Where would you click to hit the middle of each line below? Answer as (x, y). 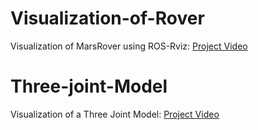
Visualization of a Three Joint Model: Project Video (115, 114)
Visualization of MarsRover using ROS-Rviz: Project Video (129, 46)
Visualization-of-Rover (107, 18)
